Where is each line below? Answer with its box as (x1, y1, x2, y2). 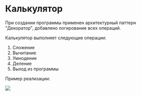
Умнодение (12, 55, 37, 61)
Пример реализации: (5, 75, 50, 81)
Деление (12, 60, 32, 66)
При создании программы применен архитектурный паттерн (5, 20, 136, 26)
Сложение (12, 44, 35, 50)
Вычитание (12, 50, 36, 56)
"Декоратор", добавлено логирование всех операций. (5, 25, 121, 31)
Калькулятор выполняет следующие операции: (5, 35, 106, 41)
